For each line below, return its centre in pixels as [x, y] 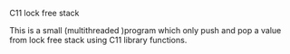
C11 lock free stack [44, 13]
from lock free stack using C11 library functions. [98, 40]
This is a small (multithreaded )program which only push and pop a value [145, 30]
